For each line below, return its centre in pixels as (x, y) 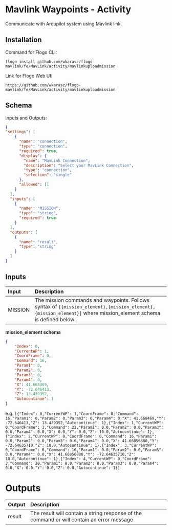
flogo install (20, 62)
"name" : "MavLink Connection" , (57, 160)
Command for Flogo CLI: (31, 52)
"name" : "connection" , (43, 142)
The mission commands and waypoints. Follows (92, 300)
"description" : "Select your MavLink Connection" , (79, 166)
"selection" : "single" (48, 175)
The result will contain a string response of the (86, 513)
